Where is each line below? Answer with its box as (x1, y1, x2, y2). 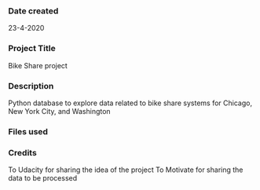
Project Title (8, 43, 57, 54)
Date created (8, 5, 59, 16)
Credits (8, 147, 37, 158)
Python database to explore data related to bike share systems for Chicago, (8, 98, 253, 108)
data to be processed (8, 174, 78, 183)
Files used (8, 126, 49, 137)
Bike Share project (8, 60, 68, 70)
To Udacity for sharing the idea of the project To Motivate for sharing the (8, 165, 244, 174)
